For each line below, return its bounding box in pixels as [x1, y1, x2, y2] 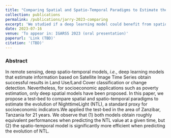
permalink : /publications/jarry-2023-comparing [5, 17, 108, 22]
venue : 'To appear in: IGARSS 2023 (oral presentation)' [5, 31, 129, 36]
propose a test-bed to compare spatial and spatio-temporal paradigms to [5, 96, 159, 102]
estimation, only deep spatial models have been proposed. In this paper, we [5, 90, 164, 96]
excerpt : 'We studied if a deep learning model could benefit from [5, 21, 152, 27]
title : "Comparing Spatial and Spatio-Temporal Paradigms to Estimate [5, 7, 158, 13]
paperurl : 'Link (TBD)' [5, 36, 56, 41]
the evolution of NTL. [5, 128, 50, 134]
